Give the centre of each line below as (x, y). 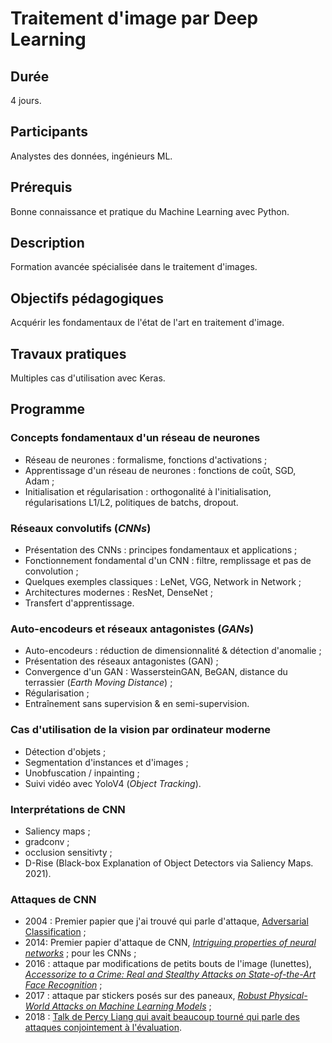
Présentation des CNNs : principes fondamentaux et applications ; (161, 550)
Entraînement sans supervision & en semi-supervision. (137, 704)
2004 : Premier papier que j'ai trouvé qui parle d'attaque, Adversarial (166, 921)
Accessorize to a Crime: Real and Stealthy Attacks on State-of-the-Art (170, 974)
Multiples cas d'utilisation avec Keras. (88, 378)
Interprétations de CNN (68, 809)
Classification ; (55, 932)
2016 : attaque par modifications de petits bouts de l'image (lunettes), (168, 964)
